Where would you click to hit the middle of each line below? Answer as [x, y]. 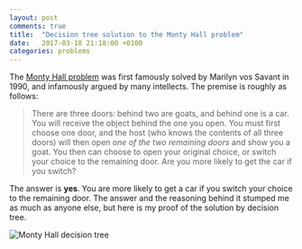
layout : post [34, 18]
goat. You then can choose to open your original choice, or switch [154, 152]
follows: [24, 97]
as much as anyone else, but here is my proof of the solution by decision [144, 207]
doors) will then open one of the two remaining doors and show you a [161, 143]
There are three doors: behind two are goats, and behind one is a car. [160, 114]
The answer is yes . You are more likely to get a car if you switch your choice [151, 189]
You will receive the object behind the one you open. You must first [156, 124]
